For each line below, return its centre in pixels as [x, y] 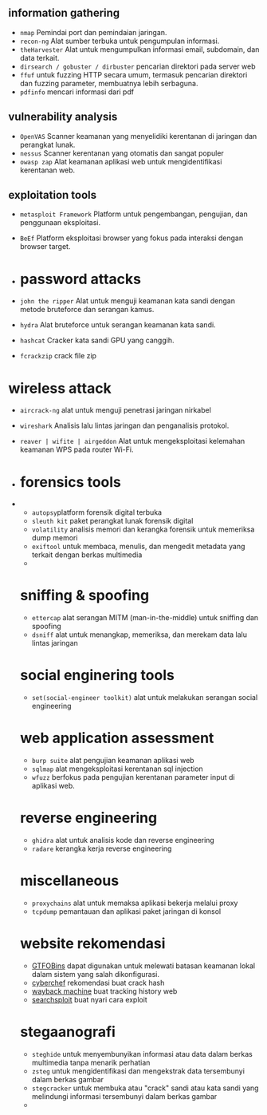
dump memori [55, 538]
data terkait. [39, 57]
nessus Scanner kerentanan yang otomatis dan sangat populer [122, 153]
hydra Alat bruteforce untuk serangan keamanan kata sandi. [118, 325]
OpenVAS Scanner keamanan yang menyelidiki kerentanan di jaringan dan [138, 136]
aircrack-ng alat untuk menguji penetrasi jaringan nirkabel [115, 410]
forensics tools [70, 482]
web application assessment [117, 738]
